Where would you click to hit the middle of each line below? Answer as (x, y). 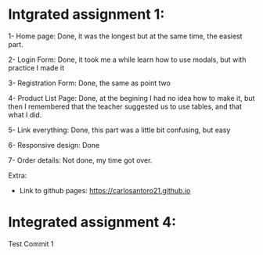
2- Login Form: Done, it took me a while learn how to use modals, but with (127, 59)
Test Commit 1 (31, 243)
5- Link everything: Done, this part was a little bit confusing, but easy (119, 130)
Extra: (18, 175)
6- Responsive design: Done (54, 145)
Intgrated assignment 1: (86, 14)
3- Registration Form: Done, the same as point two (89, 83)
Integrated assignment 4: (92, 223)
